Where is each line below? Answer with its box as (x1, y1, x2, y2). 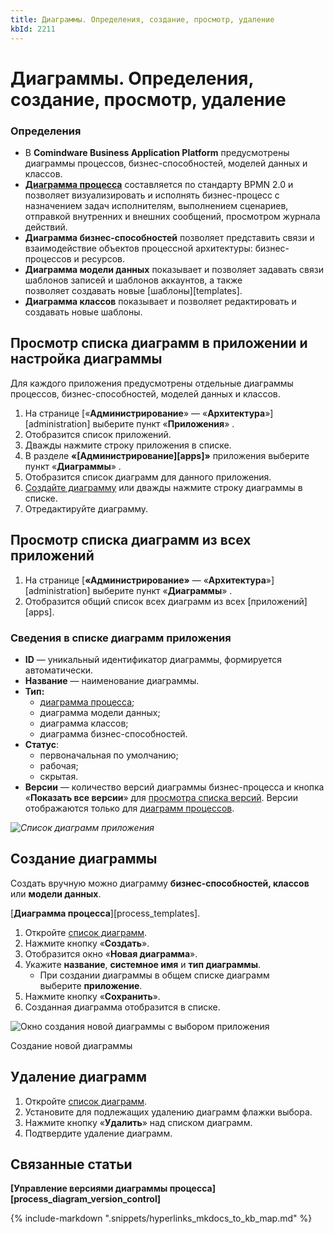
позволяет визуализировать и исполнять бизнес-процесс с (24, 189, 280, 201)
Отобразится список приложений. (24, 428, 172, 440)
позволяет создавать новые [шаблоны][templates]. (24, 284, 243, 296)
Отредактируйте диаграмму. (24, 502, 149, 515)
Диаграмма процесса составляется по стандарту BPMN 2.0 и (24, 178, 294, 190)
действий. (24, 221, 68, 233)
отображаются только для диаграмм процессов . (24, 802, 235, 814)
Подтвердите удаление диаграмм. (24, 1127, 173, 1139)
